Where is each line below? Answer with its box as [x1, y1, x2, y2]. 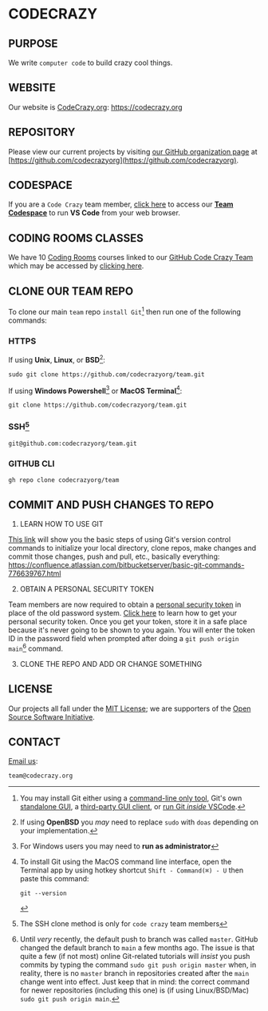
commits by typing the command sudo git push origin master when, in [19, 960, 257, 969]
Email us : [8, 756, 38, 766]
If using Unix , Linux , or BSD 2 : [8, 354, 106, 364]
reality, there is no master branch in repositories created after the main [19, 969, 250, 978]
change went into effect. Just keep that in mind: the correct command [19, 977, 250, 987]
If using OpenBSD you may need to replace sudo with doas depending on [19, 817, 259, 827]
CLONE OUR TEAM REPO [8, 284, 134, 298]
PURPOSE [8, 37, 58, 50]
